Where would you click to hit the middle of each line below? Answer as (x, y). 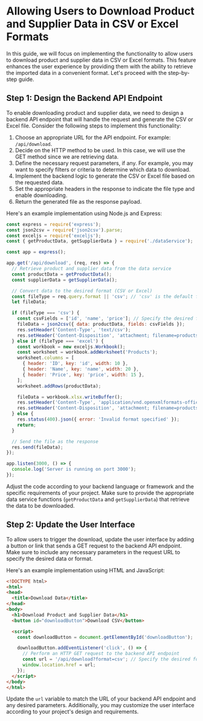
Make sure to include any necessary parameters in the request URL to (93, 552)
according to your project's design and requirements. (72, 712)
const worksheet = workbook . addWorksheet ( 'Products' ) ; (88, 352)
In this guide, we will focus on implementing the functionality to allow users (100, 53)
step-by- (179, 73)
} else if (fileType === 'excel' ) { (58, 341)
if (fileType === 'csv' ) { (46, 313)
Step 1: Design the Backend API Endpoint (85, 98)
